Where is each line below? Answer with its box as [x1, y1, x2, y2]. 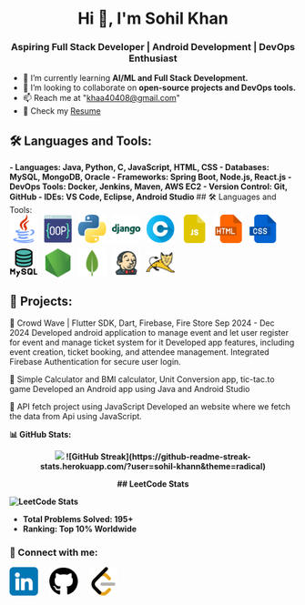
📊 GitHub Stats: [9, 429, 72, 440]
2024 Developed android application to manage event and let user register [9, 328, 290, 338]
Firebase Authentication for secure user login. [9, 357, 182, 368]
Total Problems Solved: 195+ [22, 514, 134, 525]
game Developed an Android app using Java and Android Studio [9, 384, 250, 395]
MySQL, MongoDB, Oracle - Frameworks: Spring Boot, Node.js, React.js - [9, 172, 292, 183]
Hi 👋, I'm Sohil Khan [76, 8, 229, 29]
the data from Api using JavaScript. [9, 411, 143, 422]
